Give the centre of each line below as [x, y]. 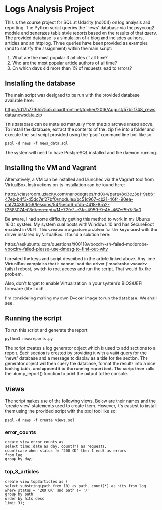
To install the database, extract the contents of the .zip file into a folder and [80, 129]
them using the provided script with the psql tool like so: [61, 411]
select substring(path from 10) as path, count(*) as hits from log [75, 486]
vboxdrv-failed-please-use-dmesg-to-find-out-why [57, 249]
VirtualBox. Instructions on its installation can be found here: [65, 185]
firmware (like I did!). [26, 288]
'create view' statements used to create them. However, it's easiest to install [81, 406]
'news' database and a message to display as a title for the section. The [77, 358]
